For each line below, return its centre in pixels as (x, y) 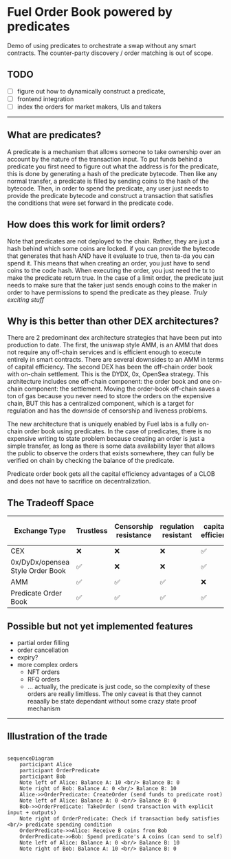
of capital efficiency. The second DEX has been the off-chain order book (110, 367)
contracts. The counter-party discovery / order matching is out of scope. (110, 53)
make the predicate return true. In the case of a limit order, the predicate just (115, 278)
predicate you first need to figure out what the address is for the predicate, (113, 166)
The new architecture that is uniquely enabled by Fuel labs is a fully (102, 424)
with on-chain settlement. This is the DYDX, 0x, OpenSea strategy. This (108, 374)
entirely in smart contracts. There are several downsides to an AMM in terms (115, 360)
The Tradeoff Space (51, 503)
